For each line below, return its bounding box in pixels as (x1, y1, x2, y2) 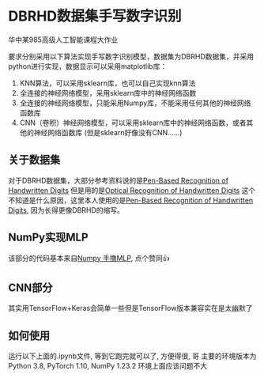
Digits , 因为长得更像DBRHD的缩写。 (8, 205, 125, 214)
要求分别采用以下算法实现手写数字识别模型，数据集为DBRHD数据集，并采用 (8, 51, 255, 61)
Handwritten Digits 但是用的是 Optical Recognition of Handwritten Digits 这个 (8, 185, 256, 195)
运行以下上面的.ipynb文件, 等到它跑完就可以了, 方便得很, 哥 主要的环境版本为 (8, 351, 257, 361)
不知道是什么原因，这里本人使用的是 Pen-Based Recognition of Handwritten (8, 195, 254, 205)
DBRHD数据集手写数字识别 (8, 7, 182, 25)
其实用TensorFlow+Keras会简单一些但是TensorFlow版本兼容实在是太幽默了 (8, 304, 253, 313)
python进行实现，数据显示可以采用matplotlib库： (8, 61, 168, 71)
